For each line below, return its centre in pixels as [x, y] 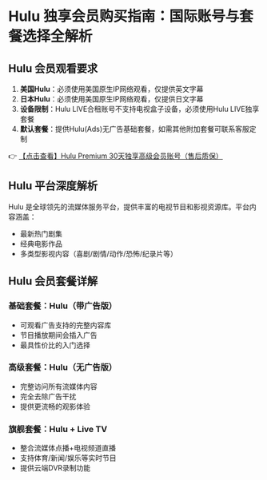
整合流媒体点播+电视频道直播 [68, 448]
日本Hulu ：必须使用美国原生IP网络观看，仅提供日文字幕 [112, 99]
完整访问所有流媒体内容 [58, 386]
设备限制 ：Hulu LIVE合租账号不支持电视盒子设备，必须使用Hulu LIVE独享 [139, 109]
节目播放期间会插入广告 [58, 335]
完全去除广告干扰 [48, 396]
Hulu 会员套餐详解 [53, 282]
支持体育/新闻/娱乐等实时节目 [68, 458]
